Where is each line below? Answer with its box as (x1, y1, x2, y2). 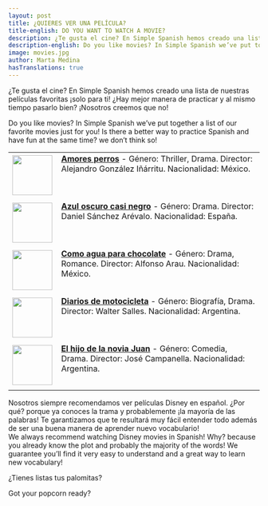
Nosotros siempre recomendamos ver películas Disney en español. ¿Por (8, 397, 246, 408)
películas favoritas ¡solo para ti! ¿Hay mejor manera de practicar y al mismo (8, 94, 256, 104)
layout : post (8, 11, 52, 20)
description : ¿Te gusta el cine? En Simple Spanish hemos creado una (8, 34, 245, 42)
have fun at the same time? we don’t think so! (8, 135, 158, 145)
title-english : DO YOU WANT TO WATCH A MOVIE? (8, 26, 166, 34)
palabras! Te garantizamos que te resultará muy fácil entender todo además (8, 415, 258, 424)
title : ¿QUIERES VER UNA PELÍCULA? (8, 19, 127, 27)
